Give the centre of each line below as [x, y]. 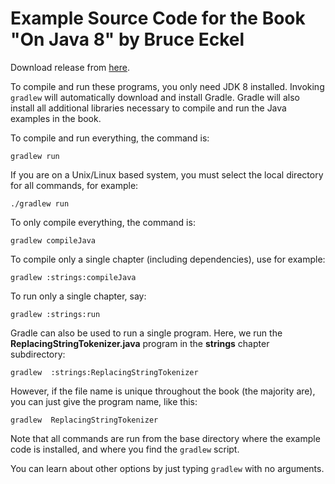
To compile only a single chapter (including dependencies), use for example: [168, 259]
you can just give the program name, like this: [104, 401]
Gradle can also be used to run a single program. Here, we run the [146, 333]
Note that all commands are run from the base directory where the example [165, 438]
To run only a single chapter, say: [78, 296]
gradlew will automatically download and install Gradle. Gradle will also [155, 97]
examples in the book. [56, 118]
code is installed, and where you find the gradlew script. [125, 449]
